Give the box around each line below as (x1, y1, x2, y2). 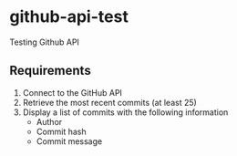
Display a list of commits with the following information (22, 107, 229, 118)
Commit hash (36, 126, 87, 137)
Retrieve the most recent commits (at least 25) (22, 97, 198, 108)
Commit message (36, 135, 103, 147)
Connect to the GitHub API (22, 87, 123, 98)
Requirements (9, 63, 91, 78)
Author (36, 116, 63, 127)
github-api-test (9, 6, 129, 27)
